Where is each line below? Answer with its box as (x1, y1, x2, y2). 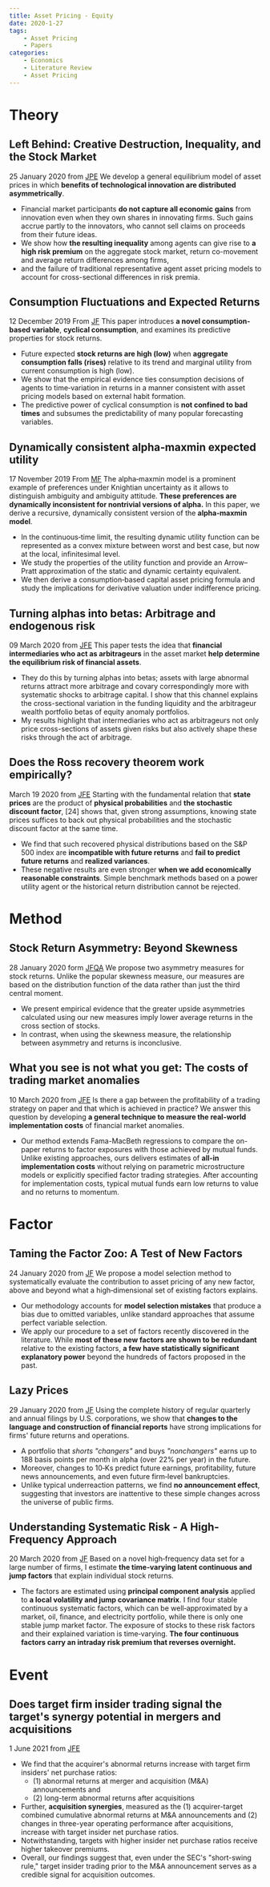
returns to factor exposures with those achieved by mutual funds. (42, 1144, 259, 1154)
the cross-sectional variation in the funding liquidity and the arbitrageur (20, 699, 257, 708)
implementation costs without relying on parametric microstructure (20, 1161, 245, 1171)
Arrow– (224, 558, 248, 567)
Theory (9, 106, 59, 124)
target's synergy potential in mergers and (9, 1710, 221, 1724)
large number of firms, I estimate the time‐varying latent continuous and (9, 1562, 252, 1572)
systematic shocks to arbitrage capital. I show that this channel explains (20, 690, 259, 700)
